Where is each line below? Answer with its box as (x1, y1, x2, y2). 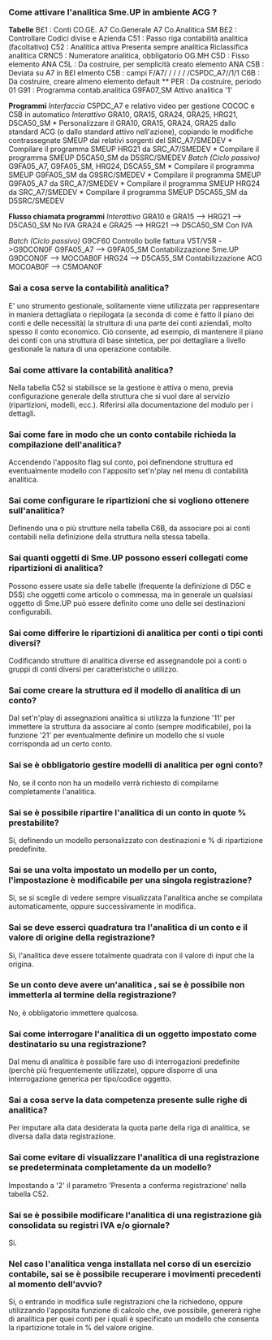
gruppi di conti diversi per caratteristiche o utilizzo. (8, 664, 179, 674)
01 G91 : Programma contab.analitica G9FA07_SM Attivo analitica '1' (8, 85, 233, 95)
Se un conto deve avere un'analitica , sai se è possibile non (8, 979, 245, 991)
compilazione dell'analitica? (8, 439, 122, 450)
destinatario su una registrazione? (8, 1038, 147, 1049)
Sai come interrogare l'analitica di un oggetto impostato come (8, 1028, 257, 1040)
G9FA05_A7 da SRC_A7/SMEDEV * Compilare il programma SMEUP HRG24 (8, 179, 261, 188)
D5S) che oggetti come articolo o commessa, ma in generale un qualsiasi (8, 590, 253, 599)
